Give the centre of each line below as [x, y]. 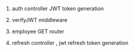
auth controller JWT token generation [58, 9]
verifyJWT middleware [39, 20]
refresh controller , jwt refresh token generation [70, 43]
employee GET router [38, 31]
